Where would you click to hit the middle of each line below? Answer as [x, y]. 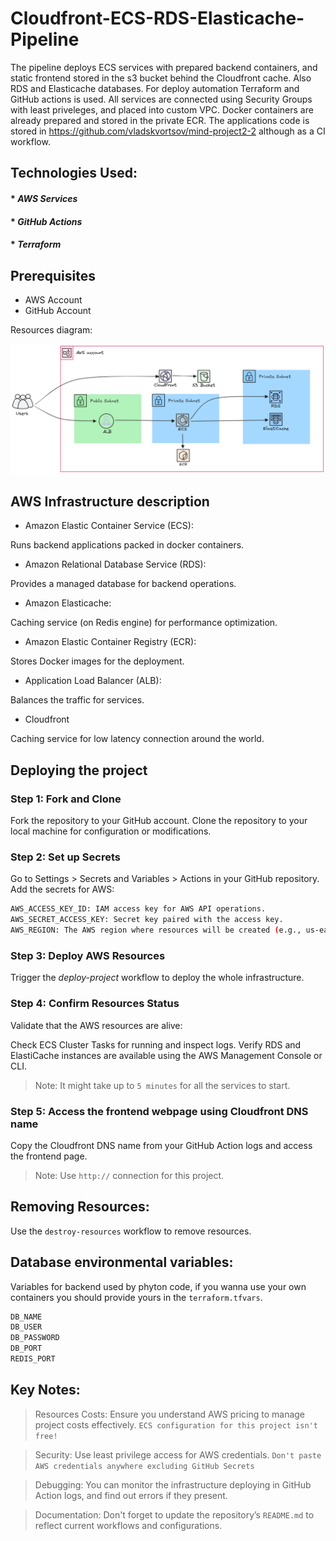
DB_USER [26, 1327]
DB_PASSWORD [35, 1338]
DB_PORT [26, 1348]
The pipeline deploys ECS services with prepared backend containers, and [164, 67]
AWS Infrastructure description [110, 502]
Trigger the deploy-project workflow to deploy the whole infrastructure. [157, 978]
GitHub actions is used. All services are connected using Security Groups [161, 99]
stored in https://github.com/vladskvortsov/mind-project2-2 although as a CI [168, 131]
